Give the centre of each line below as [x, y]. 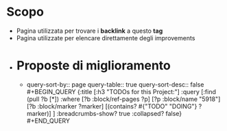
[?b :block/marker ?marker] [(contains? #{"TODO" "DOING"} [112, 106]
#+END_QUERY [48, 121]
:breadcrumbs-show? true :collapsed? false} [119, 113]
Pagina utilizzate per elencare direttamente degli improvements [106, 38]
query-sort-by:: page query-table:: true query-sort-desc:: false [115, 84]
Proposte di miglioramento [93, 66]
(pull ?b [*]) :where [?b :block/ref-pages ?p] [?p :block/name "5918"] [123, 99]
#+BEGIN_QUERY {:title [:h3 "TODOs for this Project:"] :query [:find [121, 91]
